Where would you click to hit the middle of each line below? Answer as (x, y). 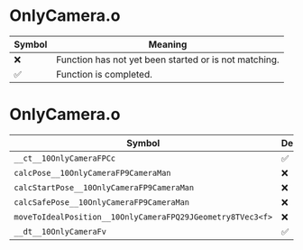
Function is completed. (104, 74)
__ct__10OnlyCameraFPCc (65, 158)
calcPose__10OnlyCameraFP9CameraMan (92, 173)
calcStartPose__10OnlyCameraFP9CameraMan (104, 187)
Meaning (168, 44)
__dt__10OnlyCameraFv (60, 231)
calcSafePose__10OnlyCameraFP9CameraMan (101, 202)
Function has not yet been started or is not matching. (167, 60)
